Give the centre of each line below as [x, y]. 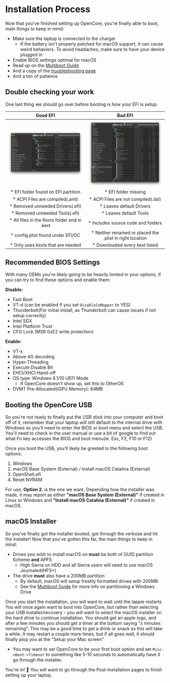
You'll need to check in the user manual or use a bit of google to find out [80, 433]
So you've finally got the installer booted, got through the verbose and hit [81, 533]
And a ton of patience [35, 76]
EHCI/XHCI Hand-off [34, 373]
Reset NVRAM [27, 480]
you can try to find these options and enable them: [58, 280]
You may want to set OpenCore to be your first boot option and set [82, 649]
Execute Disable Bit [33, 367]
